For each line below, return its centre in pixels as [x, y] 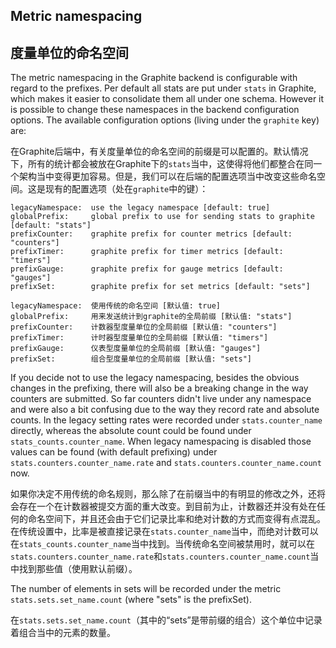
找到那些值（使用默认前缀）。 [78, 569]
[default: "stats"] [51, 225]
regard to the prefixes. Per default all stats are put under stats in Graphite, [163, 88]
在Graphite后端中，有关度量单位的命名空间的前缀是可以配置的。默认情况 [159, 151]
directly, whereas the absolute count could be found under [131, 431]
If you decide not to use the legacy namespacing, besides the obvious [155, 378]
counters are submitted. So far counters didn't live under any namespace [161, 399]
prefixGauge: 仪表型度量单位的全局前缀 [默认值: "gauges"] [136, 349]
